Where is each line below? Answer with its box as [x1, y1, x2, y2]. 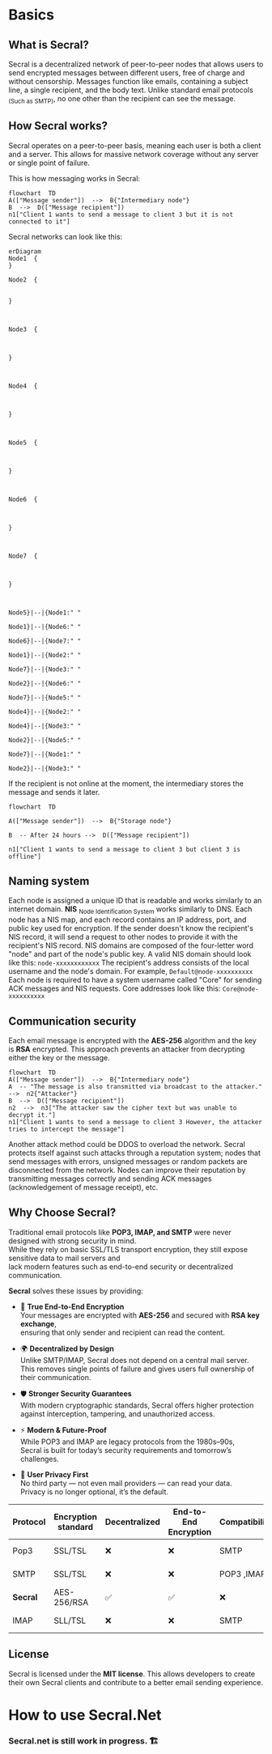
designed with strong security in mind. [8, 1236, 137, 1246]
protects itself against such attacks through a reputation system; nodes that [8, 1148, 261, 1158]
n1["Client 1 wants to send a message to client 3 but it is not [8, 210, 233, 219]
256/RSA [53, 1596, 89, 1607]
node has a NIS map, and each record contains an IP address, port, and [8, 915, 247, 924]
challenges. [19, 1454, 59, 1463]
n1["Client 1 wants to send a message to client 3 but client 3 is [8, 845, 241, 853]
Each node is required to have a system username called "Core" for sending [8, 975, 262, 985]
